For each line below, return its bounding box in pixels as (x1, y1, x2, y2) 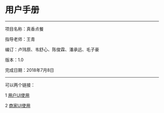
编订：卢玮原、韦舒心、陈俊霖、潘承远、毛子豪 (5, 47, 99, 52)
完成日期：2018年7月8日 (5, 67, 55, 73)
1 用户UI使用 (5, 92, 30, 98)
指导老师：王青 (5, 36, 35, 42)
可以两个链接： (5, 82, 35, 88)
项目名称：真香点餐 (5, 26, 44, 32)
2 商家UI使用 (5, 102, 31, 108)
